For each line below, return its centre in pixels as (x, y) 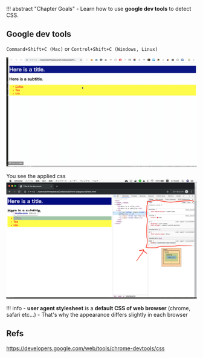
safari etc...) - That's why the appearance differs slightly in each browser (97, 314)
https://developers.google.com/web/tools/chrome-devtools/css (85, 348)
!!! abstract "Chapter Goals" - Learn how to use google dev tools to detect (99, 9)
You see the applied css (36, 176)
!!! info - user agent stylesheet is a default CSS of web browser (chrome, (98, 308)
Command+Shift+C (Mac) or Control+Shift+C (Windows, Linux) (82, 48)
